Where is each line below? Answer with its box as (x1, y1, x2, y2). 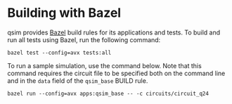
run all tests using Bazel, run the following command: (7, 35, 161, 44)
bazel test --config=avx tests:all (7, 49, 112, 56)
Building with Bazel (7, 5, 122, 21)
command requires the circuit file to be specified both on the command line (7, 69, 226, 77)
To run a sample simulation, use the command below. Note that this (7, 61, 202, 70)
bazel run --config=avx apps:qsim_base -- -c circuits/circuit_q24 (7, 90, 210, 97)
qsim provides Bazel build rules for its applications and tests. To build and (7, 28, 221, 37)
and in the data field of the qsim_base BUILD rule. (7, 76, 148, 85)
